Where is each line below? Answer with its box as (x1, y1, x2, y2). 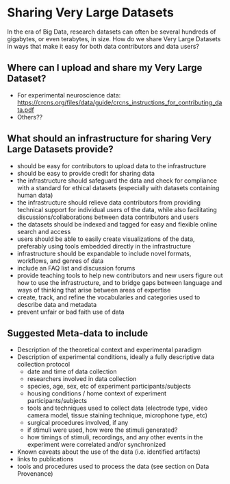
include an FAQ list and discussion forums (16, 264, 136, 272)
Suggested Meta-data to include (7, 327, 149, 339)
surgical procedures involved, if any (27, 419, 129, 427)
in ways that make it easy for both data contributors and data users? (7, 42, 200, 50)
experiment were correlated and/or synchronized (27, 441, 166, 449)
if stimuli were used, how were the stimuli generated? (27, 426, 178, 434)
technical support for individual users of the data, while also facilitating (16, 205, 217, 214)
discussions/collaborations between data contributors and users (16, 213, 199, 221)
